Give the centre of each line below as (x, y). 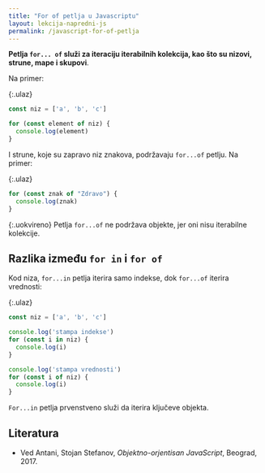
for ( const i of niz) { (49, 377)
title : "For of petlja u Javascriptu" (74, 16)
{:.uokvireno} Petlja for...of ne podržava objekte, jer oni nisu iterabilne (128, 224)
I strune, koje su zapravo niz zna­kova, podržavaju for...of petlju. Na (124, 154)
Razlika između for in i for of (85, 258)
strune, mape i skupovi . (49, 63)
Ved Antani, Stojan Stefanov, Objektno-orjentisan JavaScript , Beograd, (139, 453)
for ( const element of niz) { (60, 124)
